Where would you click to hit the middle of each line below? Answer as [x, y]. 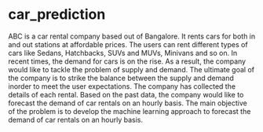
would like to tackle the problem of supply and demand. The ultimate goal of [131, 69]
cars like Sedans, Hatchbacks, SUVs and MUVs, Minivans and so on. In [123, 53]
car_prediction [57, 15]
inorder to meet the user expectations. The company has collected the [122, 86]
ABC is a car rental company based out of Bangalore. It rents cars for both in [132, 36]
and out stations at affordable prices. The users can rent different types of [128, 44]
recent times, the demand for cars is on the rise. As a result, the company [127, 61]
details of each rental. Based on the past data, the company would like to [126, 94]
